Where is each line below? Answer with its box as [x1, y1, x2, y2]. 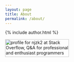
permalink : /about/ [5, 16, 45, 21]
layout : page [5, 7, 32, 12]
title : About [5, 12, 32, 17]
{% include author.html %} [5, 30, 59, 36]
